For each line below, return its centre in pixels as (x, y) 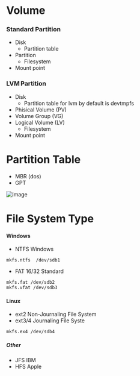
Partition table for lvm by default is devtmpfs (79, 103)
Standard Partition (34, 30)
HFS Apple (28, 367)
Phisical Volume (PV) (41, 110)
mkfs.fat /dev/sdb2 (31, 283)
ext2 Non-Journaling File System (56, 315)
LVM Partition (26, 84)
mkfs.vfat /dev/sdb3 (32, 288)
